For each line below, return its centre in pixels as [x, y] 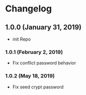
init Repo [21, 39]
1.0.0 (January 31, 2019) [43, 27]
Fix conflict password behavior [44, 63]
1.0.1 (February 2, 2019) [34, 52]
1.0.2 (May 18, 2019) [30, 76]
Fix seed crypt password [38, 87]
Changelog [28, 9]
